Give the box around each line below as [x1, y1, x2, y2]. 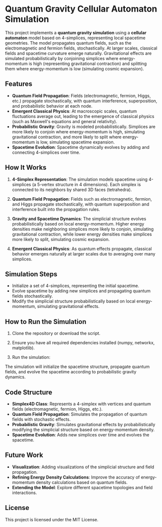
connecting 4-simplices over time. [12, 149, 81, 155]
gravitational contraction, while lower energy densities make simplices [12, 231, 152, 237]
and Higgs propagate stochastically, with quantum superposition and [12, 201, 149, 207]
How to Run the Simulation [5, 318, 87, 326]
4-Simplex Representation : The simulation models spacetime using [12, 176, 148, 182]
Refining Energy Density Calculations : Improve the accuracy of [12, 474, 140, 480]
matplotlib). [12, 345, 35, 351]
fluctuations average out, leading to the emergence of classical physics [12, 113, 155, 119]
